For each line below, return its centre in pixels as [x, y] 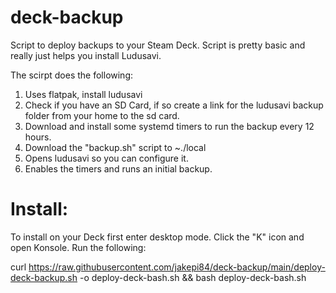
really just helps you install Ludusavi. [86, 55]
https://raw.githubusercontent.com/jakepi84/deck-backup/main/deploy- [177, 267]
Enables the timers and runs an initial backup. [118, 168]
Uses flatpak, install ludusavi [83, 94]
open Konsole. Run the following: [78, 247]
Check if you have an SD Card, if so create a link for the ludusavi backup [174, 105]
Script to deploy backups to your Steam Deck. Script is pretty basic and [158, 45]
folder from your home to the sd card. [102, 115]
